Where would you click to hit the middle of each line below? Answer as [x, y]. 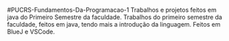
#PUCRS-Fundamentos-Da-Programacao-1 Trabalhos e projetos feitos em [112, 10]
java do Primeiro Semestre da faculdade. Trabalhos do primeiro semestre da [115, 17]
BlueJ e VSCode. [31, 31]
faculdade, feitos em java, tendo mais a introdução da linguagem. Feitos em [114, 24]
